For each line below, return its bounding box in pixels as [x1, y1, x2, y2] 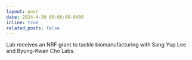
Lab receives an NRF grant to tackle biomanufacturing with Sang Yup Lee [6, 41, 187, 48]
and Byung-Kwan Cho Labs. [6, 48, 75, 55]
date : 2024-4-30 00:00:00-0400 [6, 14, 84, 20]
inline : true [6, 19, 39, 25]
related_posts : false [6, 25, 60, 31]
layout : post [6, 8, 39, 15]
